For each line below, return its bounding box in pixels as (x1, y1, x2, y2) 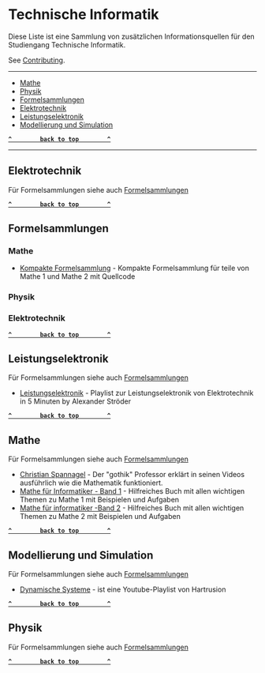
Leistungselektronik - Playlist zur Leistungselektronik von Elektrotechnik (19, 389, 254, 398)
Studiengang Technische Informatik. (8, 39, 126, 49)
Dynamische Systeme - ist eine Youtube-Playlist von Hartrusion (19, 585, 226, 594)
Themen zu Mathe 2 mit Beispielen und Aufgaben (19, 512, 181, 521)
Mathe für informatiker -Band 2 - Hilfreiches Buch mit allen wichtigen (19, 503, 244, 513)
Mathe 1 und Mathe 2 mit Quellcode (19, 272, 136, 281)
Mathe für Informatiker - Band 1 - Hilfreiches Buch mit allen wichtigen (19, 487, 245, 496)
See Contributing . (8, 55, 65, 65)
